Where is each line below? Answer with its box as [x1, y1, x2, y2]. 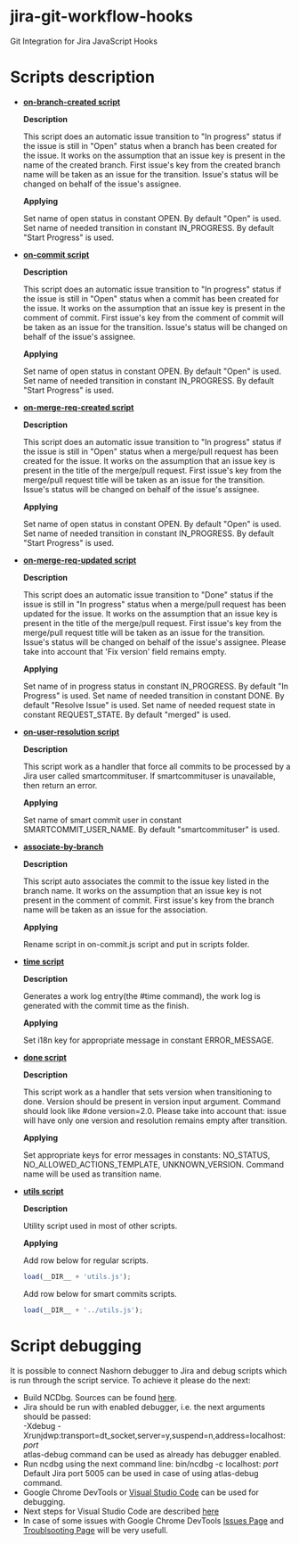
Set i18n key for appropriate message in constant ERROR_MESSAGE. [22, 1035, 274, 1045]
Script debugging [10, 1335, 141, 1356]
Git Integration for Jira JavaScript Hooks [10, 36, 158, 46]
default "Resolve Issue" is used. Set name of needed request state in [22, 699, 276, 710]
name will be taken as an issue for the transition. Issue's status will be [22, 169, 279, 179]
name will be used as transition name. [22, 1168, 162, 1179]
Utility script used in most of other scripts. [22, 1220, 178, 1231]
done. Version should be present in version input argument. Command [22, 1095, 281, 1107]
